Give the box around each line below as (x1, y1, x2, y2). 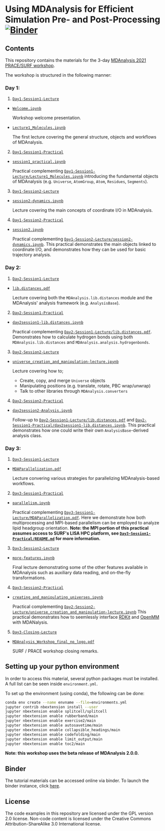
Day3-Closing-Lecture (12, 630, 57, 635)
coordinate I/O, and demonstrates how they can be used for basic (12, 246, 146, 253)
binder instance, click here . (5, 783, 61, 789)
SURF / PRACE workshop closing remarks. (12, 648, 99, 654)
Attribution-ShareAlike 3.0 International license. (5, 821, 101, 827)
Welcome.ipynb (12, 106, 41, 111)
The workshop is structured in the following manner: (5, 72, 112, 78)
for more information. (55, 535, 101, 541)
